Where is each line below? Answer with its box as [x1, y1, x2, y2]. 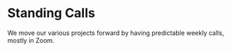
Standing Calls [7, 5, 96, 21]
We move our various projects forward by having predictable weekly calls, [7, 28, 225, 37]
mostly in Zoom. [7, 36, 55, 44]
